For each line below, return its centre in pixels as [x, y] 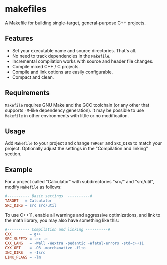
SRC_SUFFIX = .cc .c [27, 239]
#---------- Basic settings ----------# [49, 196]
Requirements [27, 93]
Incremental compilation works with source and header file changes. [83, 61]
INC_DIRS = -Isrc [25, 253]
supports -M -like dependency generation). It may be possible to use [75, 110]
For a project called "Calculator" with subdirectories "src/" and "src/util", [80, 182]
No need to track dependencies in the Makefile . [61, 56]
